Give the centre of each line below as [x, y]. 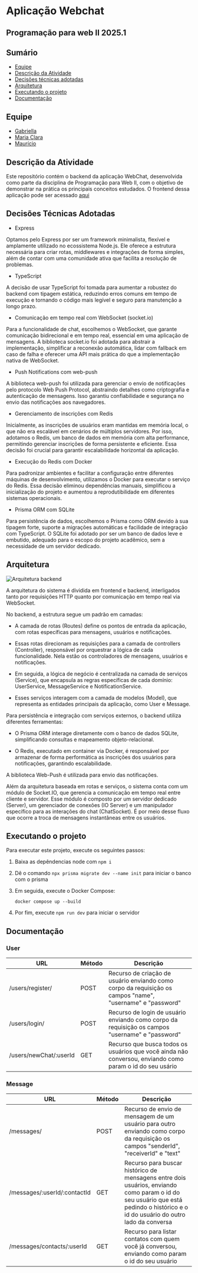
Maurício [25, 143]
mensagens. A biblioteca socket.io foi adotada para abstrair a [80, 341]
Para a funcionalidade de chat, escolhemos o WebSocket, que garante [92, 329]
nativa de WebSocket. [33, 360]
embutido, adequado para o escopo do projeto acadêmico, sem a [85, 540]
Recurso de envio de [153, 1109]
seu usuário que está [154, 1200]
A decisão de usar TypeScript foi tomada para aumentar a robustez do [91, 287]
